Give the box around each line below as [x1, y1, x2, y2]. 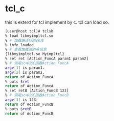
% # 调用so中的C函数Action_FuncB [5, 93, 69, 98]
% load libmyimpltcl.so [5, 33, 54, 38]
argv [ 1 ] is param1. [5, 65, 45, 70]
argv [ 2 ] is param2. [5, 70, 45, 75]
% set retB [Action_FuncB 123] [5, 88, 69, 93]
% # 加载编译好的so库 [5, 38, 44, 43]
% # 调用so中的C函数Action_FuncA [5, 61, 69, 66]
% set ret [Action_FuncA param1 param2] [5, 56, 89, 61]
